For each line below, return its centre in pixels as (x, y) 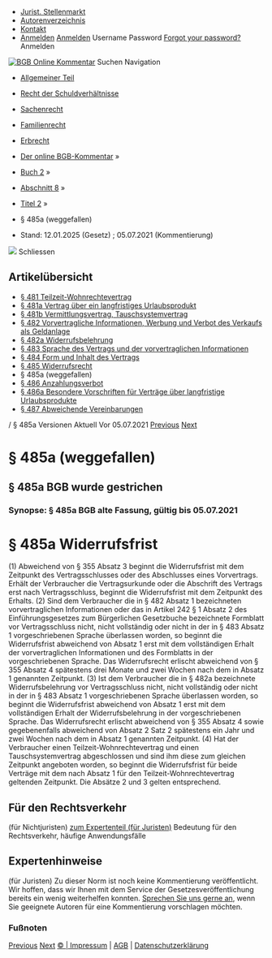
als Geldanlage (45, 331)
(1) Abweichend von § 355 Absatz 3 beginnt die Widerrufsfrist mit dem (126, 567)
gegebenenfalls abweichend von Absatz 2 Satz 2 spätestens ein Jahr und (132, 731)
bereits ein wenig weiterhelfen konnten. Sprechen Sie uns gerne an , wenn (132, 898)
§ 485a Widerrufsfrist (83, 544)
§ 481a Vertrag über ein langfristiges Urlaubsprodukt (108, 305)
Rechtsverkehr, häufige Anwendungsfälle (77, 836)
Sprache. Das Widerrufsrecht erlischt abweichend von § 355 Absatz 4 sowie (136, 722)
